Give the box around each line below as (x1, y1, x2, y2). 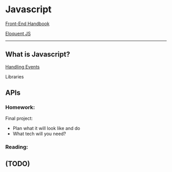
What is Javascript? (5, 50, 70, 59)
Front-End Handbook (5, 20, 50, 27)
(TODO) (5, 159, 30, 168)
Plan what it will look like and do (12, 125, 80, 132)
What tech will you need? (12, 131, 67, 137)
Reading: (5, 143, 28, 150)
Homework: (5, 104, 35, 111)
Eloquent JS (5, 30, 31, 36)
